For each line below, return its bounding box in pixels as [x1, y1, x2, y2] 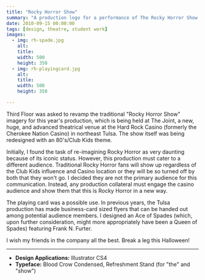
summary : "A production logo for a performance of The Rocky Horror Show [6, 15, 198, 21]
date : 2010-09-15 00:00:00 [6, 20, 75, 26]
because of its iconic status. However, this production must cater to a [6, 154, 181, 162]
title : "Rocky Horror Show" [6, 9, 78, 15]
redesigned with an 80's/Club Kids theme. [6, 136, 112, 143]
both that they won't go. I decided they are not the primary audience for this [6, 174, 197, 181]
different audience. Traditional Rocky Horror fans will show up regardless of [6, 161, 197, 168]
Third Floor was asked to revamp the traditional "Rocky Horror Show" [6, 110, 181, 118]
